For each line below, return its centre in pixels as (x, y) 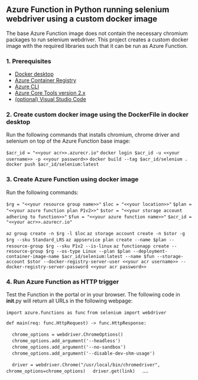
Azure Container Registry (46, 80)
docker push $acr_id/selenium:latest (53, 165)
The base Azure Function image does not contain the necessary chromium (97, 33)
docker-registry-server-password (47, 267)
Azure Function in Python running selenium (88, 10)
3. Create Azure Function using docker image (72, 179)
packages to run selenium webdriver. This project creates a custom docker (97, 39)
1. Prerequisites (29, 61)
